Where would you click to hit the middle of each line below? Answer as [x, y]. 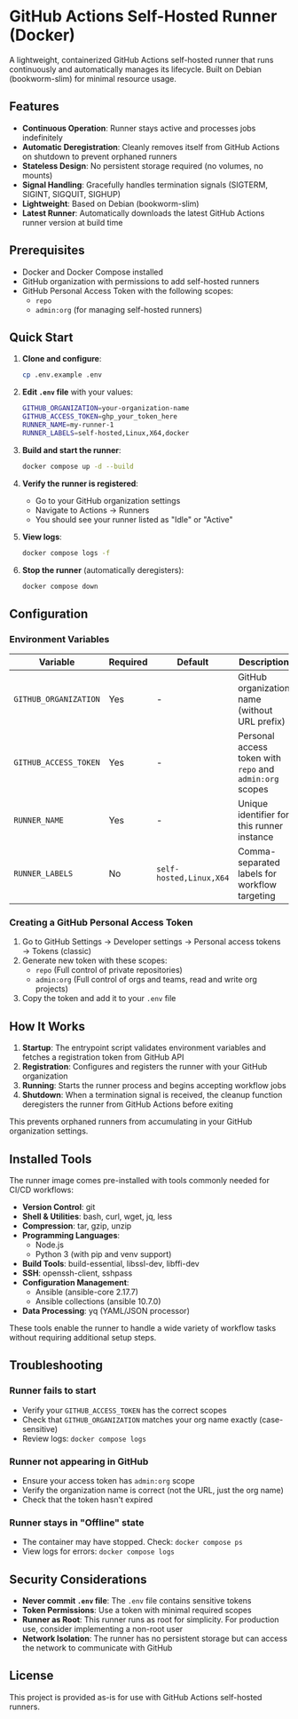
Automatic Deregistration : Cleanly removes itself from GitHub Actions [151, 147]
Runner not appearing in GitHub [79, 1461]
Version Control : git [59, 1206]
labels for [258, 874]
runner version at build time [72, 222]
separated [259, 863]
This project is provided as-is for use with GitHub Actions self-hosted [136, 1697]
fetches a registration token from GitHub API [103, 1057]
